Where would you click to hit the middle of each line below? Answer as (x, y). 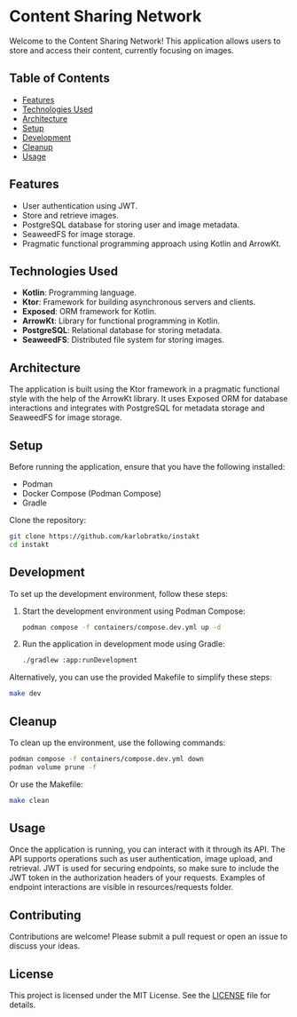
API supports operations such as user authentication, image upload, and (141, 859)
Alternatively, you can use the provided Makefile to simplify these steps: (141, 678)
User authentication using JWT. (80, 205)
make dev (25, 694)
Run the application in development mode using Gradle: (123, 644)
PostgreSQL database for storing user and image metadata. (131, 225)
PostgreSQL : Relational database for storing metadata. (122, 330)
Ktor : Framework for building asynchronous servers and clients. (139, 302)
